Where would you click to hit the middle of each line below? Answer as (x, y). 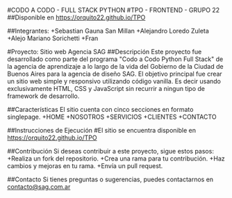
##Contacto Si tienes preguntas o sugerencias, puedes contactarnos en (110, 179)
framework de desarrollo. (43, 96)
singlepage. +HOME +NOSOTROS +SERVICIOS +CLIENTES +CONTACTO (112, 117)
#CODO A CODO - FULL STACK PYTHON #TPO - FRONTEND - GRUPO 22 (114, 10)
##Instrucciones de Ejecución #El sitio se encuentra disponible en (102, 130)
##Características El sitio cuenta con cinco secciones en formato (100, 109)
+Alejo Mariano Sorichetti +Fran (53, 38)
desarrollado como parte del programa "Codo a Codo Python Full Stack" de (115, 59)
